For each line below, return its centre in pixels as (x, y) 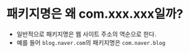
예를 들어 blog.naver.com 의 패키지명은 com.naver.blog (91, 42)
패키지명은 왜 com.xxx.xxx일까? (95, 14)
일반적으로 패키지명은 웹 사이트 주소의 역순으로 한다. (86, 34)
